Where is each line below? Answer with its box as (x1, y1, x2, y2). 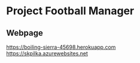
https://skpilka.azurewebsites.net (6, 50, 89, 57)
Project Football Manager (6, 4, 135, 18)
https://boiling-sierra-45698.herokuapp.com (6, 43, 116, 51)
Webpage (6, 28, 43, 38)
